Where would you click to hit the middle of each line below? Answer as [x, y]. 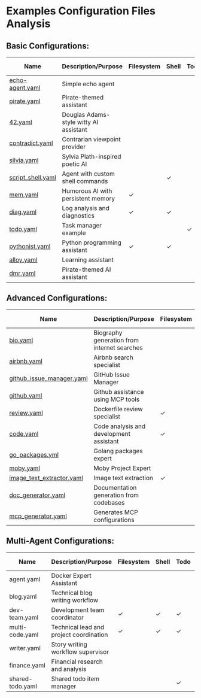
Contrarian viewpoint [91, 139]
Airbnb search [113, 357]
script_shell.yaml [33, 177]
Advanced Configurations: [57, 298]
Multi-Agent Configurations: [60, 541]
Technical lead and [78, 627]
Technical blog [72, 593]
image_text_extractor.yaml [46, 478]
